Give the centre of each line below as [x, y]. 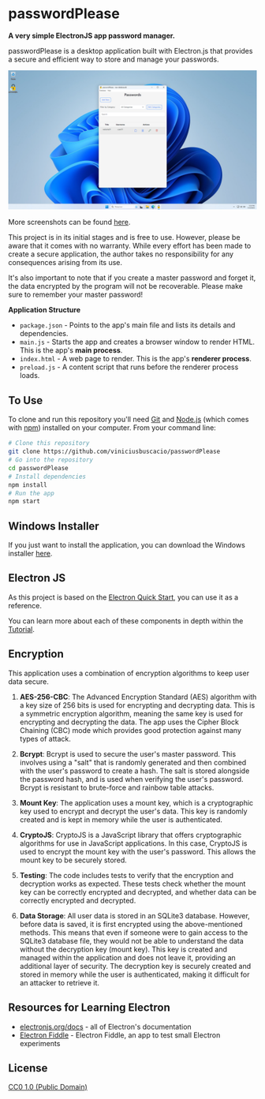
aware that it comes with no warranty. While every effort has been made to [130, 246]
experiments [40, 1043]
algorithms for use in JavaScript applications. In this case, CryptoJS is [133, 843]
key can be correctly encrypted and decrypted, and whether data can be [138, 892]
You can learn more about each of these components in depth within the [126, 621]
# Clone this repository [49, 443]
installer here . [30, 554]
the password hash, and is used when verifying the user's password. [131, 779]
